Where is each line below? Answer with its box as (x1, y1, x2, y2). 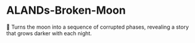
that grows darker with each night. (6, 29, 92, 36)
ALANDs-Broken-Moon (6, 4, 126, 17)
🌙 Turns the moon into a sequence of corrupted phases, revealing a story (6, 23, 189, 30)
